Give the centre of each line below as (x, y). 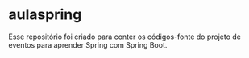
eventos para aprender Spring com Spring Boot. (88, 44)
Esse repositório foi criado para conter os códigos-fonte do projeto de (125, 37)
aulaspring (45, 15)
